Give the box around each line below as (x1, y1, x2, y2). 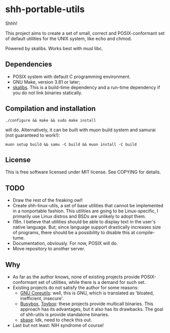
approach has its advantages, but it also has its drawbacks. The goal (20, 306, 163, 312)
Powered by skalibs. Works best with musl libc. (5, 45, 103, 51)
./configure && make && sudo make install (5, 118, 96, 123)
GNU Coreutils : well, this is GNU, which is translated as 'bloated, (20, 290, 154, 296)
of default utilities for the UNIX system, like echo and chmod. (5, 35, 133, 42)
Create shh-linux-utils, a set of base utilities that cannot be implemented (12, 203, 163, 209)
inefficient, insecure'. (20, 295, 64, 301)
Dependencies (5, 60, 52, 69)
